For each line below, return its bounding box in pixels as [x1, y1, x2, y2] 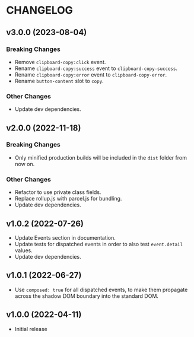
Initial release [14, 325, 47, 332]
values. [14, 247, 33, 254]
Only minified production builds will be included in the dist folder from [14, 154, 187, 161]
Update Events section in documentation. [14, 234, 116, 241]
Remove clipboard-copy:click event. [14, 58, 106, 65]
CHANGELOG [6, 4, 73, 17]
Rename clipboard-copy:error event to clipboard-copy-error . [14, 71, 167, 78]
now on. [14, 160, 35, 167]
